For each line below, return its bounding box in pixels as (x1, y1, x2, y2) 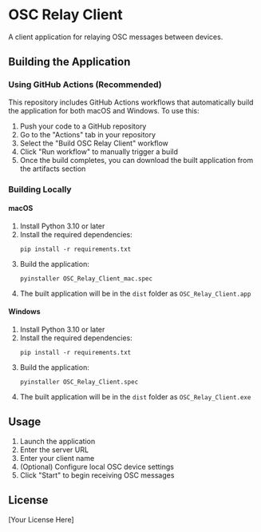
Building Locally (8, 184, 72, 195)
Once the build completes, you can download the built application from (19, 155, 254, 165)
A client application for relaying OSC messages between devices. (8, 32, 223, 42)
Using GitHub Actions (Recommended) (8, 79, 162, 90)
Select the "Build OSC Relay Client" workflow (19, 138, 169, 148)
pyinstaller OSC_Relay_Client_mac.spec (19, 274, 153, 283)
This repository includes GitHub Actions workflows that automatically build (8, 97, 254, 107)
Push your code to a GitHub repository (19, 121, 147, 131)
